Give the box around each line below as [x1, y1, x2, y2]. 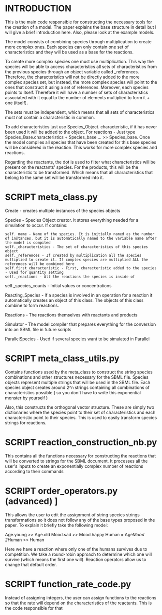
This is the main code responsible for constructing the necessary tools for [5, 19, 152, 25]
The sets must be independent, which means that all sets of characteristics [5, 109, 155, 115]
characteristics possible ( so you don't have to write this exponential [5, 389, 141, 395]
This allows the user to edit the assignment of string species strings [5, 511, 140, 518]
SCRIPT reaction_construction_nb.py [5, 437, 157, 448]
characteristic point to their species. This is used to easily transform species [5, 414, 157, 421]
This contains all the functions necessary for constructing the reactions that [5, 453, 156, 458]
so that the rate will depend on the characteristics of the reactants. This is [5, 600, 152, 606]
